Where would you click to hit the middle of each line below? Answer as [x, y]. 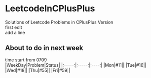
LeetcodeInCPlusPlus [50, 9]
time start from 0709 [26, 60]
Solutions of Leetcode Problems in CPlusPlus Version [59, 22]
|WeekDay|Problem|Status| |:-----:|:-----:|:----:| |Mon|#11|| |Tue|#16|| [76, 65]
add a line [15, 32]
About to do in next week [44, 48]
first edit [14, 27]
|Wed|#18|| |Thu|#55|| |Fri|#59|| [38, 70]
